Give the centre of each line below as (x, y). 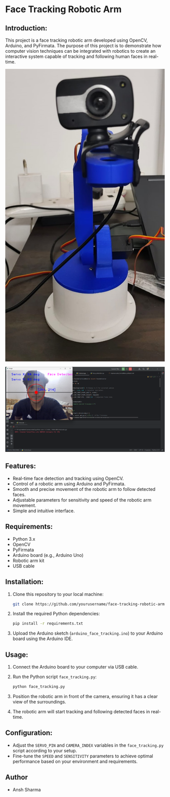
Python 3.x (24, 539)
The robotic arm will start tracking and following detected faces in (81, 711)
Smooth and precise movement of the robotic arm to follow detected (84, 489)
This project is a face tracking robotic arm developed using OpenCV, (77, 40)
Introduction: (26, 28)
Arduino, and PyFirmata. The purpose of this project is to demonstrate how (83, 46)
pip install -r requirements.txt (48, 624)
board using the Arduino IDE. (42, 639)
